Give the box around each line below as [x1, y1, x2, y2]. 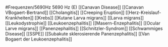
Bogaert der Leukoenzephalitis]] [5, 36, 72, 42]
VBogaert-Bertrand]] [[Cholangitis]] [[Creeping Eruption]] [5, 9, 125, 15]
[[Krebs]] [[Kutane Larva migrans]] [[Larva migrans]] [34, 15, 144, 20]
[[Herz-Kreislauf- [125, 9, 161, 15]
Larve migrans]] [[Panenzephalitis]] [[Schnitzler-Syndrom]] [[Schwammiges [5, 25, 163, 31]
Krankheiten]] [5, 15, 34, 20]
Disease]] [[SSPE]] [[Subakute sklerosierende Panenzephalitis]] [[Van [5, 31, 150, 36]
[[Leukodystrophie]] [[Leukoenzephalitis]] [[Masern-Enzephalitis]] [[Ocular [5, 20, 160, 26]
